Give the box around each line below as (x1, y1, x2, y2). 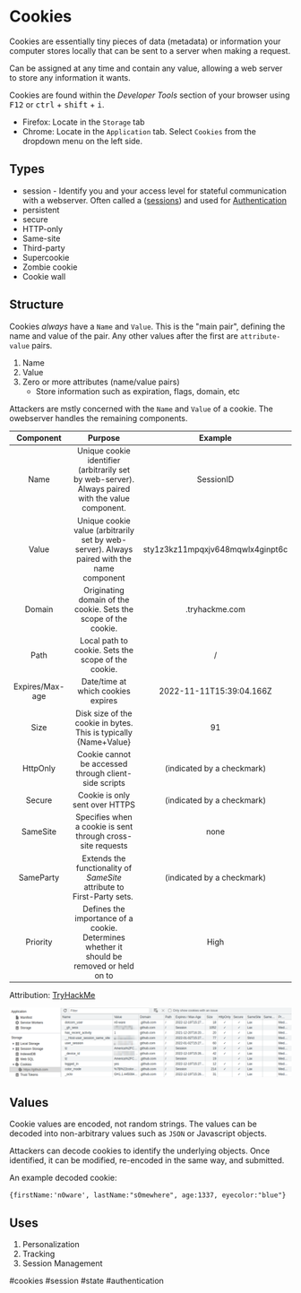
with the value (77, 493, 130, 504)
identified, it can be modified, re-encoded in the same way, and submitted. (9, 1155, 285, 1166)
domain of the (78, 594, 130, 605)
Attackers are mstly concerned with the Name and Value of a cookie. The (9, 403, 273, 414)
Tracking (21, 1248, 56, 1259)
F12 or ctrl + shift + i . (9, 99, 105, 109)
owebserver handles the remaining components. (9, 412, 188, 423)
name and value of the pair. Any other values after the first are (9, 330, 239, 341)
